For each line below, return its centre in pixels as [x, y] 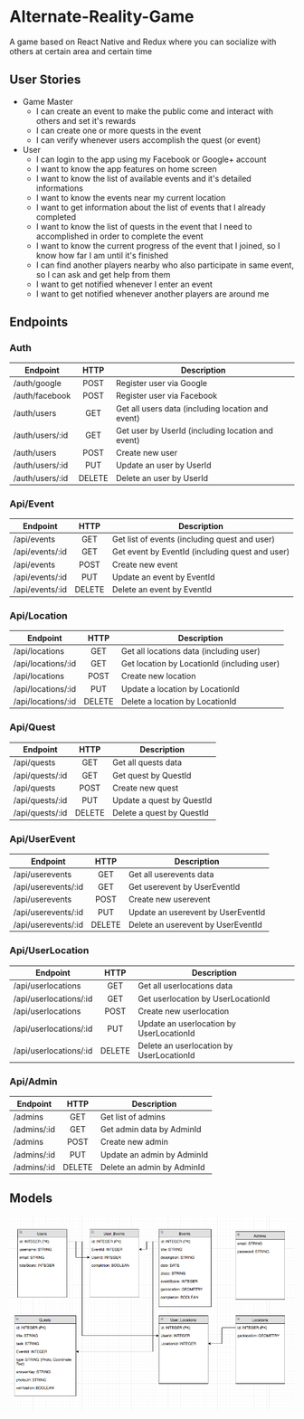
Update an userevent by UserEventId [197, 912]
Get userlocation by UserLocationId [204, 998]
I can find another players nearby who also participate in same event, [165, 265]
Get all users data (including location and [192, 408]
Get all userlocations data [185, 986]
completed [56, 217]
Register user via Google [162, 383]
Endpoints [39, 322]
